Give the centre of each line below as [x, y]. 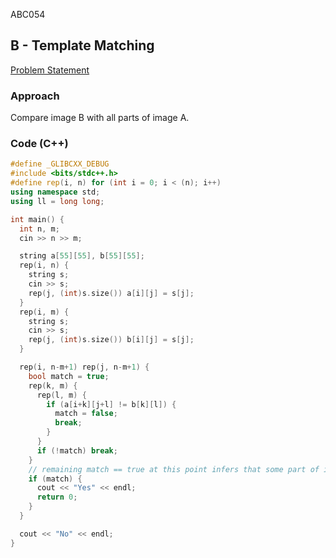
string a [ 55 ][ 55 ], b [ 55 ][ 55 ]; [82, 256]
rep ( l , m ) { [61, 395]
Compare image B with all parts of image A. [100, 118]
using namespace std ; [55, 192]
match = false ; [86, 414]
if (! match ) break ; [77, 450]
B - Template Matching [82, 45]
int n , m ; [39, 229]
